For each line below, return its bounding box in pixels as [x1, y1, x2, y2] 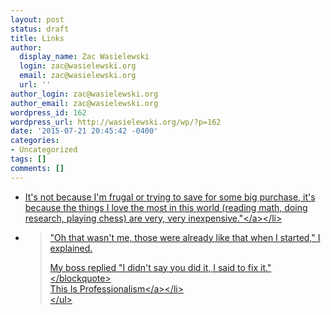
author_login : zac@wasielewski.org [10, 89, 159, 99]
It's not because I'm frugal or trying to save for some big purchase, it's [24, 191, 316, 203]
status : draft [10, 24, 70, 34]
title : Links [10, 33, 65, 43]
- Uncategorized [10, 145, 78, 155]
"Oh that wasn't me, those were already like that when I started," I [49, 231, 321, 243]
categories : [10, 136, 60, 146]
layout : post [10, 14, 65, 25]
